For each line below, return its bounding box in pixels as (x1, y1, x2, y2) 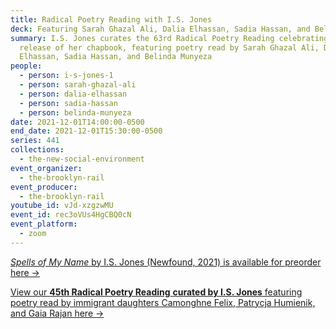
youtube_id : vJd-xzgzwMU (10, 201, 114, 211)
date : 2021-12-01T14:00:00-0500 (10, 117, 145, 127)
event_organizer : (10, 163, 83, 173)
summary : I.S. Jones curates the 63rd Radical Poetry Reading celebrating (10, 33, 329, 43)
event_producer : (10, 182, 78, 192)
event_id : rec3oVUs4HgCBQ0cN (10, 210, 132, 220)
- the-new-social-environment (19, 154, 145, 164)
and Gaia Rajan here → (10, 307, 105, 319)
